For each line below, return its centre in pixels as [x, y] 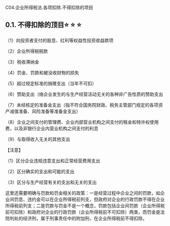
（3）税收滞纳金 [22, 62]
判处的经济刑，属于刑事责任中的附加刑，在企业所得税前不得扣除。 [78, 218]
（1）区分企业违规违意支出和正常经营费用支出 [53, 161]
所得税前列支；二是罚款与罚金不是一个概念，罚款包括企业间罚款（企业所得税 [85, 205]
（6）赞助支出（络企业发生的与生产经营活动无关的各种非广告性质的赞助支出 [84, 94]
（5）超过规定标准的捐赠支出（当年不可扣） [51, 83]
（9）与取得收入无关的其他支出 [38, 139]
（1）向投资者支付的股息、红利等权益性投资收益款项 [59, 40]
